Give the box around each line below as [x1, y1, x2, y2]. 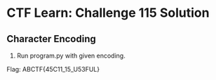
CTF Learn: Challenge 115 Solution [6, 5, 210, 21]
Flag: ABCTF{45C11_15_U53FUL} [6, 65, 100, 73]
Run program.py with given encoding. [16, 51, 126, 60]
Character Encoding [6, 33, 96, 45]
